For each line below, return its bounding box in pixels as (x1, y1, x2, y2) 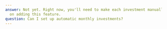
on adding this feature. (9, 12, 61, 17)
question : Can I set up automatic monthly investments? (5, 16, 123, 21)
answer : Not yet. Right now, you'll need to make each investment (5, 7, 146, 12)
